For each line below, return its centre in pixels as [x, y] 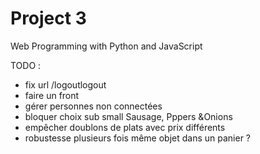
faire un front [52, 95]
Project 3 [48, 18]
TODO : [26, 65]
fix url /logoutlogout [65, 84]
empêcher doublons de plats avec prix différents [125, 127]
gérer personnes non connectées [93, 106]
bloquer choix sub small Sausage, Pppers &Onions [128, 116]
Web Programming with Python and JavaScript [106, 46]
